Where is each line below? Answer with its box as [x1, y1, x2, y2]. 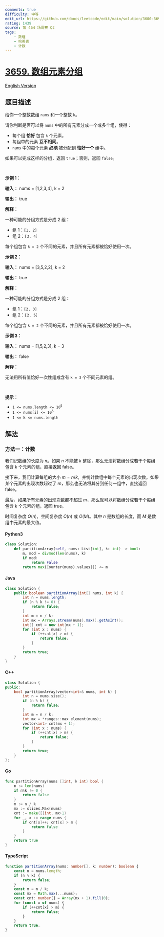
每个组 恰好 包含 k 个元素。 [12, 133, 67, 138]
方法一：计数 [5, 446, 36, 452]
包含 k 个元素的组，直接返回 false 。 [5, 464, 77, 470]
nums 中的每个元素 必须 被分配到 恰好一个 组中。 [12, 145, 108, 151]
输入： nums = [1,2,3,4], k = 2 [5, 185, 65, 191]
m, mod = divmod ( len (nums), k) [22, 551, 86, 556]
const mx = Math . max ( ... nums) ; [14, 891, 78, 896]
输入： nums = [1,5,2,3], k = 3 [5, 343, 64, 349]
